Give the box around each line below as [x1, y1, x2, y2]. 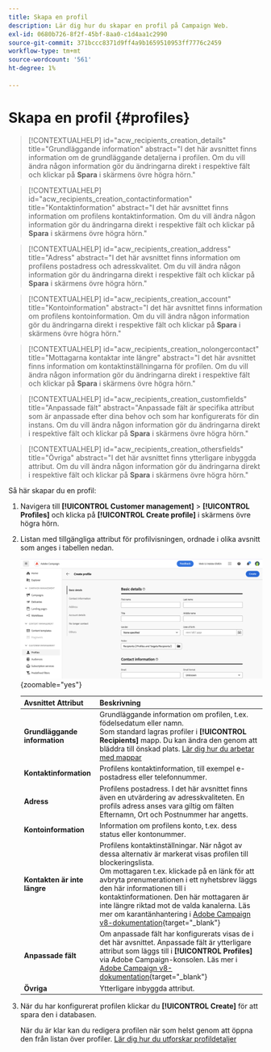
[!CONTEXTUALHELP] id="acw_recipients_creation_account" [27, 294, 231, 303]
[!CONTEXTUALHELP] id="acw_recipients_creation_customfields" [27, 394, 248, 403]
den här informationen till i [99, 884, 186, 894]
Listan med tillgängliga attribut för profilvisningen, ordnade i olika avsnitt [19, 534, 261, 543]
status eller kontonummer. [99, 829, 187, 839]
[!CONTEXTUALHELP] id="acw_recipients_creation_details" [27, 135, 227, 145]
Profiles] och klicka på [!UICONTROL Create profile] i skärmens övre [19, 509, 252, 519]
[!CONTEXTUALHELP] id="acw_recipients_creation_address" [27, 243, 231, 254]
